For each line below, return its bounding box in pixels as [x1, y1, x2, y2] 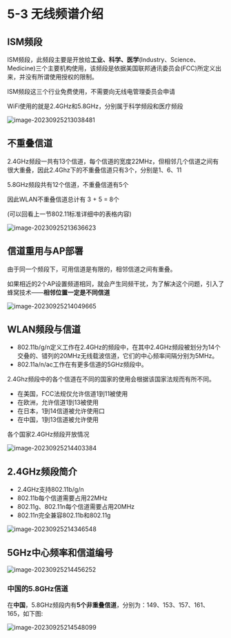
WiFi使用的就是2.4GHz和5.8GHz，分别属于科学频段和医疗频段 [7, 102, 183, 110]
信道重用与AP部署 [7, 246, 84, 257]
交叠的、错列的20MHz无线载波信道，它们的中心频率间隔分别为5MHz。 [17, 352, 219, 360]
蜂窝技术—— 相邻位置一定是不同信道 [7, 288, 110, 297]
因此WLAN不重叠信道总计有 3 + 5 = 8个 [7, 195, 119, 203]
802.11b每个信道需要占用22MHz [17, 494, 108, 502]
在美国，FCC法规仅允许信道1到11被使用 [17, 390, 128, 398]
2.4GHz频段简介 [7, 466, 77, 477]
